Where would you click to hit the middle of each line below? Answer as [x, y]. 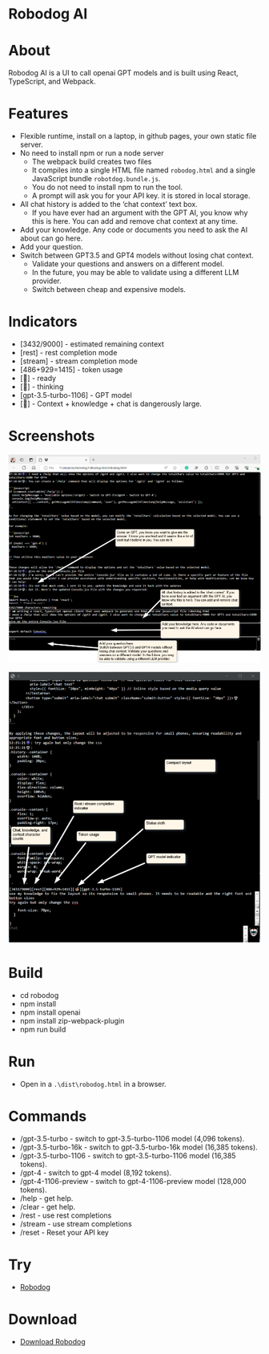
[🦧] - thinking [42, 387]
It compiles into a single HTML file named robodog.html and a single [144, 170]
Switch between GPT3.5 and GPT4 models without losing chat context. [137, 255]
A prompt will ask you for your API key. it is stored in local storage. [141, 196]
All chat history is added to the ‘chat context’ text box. [109, 205]
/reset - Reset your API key [64, 1232]
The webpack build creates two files [92, 162]
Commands [48, 1116]
